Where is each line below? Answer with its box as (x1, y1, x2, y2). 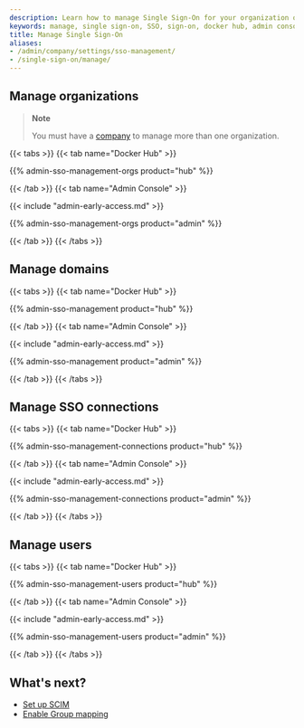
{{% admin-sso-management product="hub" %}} (9, 303, 194, 314)
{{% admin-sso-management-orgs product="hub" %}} (9, 165, 214, 176)
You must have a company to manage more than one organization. (31, 130, 280, 141)
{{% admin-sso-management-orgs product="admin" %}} (9, 218, 223, 229)
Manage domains (9, 261, 109, 277)
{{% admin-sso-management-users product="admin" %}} (9, 631, 226, 642)
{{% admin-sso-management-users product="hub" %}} (9, 579, 218, 590)
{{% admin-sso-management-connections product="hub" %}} (9, 440, 242, 452)
